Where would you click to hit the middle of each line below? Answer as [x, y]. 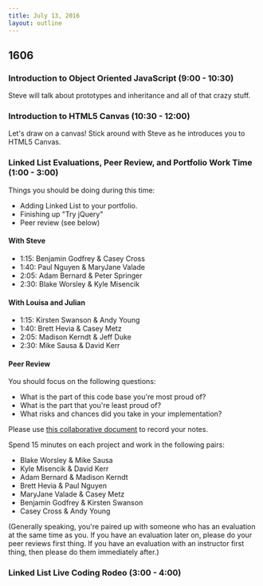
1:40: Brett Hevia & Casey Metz [71, 329]
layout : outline [35, 23]
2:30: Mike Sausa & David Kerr [70, 346]
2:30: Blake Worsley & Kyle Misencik [80, 283]
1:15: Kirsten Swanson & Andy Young [80, 320]
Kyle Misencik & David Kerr [64, 469]
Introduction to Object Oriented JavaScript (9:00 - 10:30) [121, 78]
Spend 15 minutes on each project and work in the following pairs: [116, 445]
